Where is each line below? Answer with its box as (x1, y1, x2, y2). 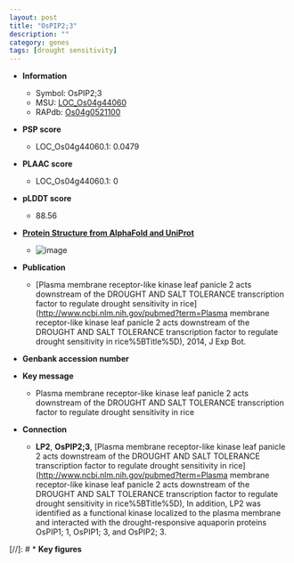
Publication (21, 262, 66, 273)
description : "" (9, 29, 69, 38)
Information (21, 70, 68, 81)
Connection (21, 424, 67, 435)
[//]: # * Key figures (9, 544, 82, 555)
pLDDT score (21, 193, 72, 204)
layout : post (9, 12, 58, 22)
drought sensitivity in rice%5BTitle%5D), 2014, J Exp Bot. (35, 336, 247, 347)
